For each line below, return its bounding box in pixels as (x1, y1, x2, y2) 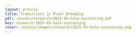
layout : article (5, 7, 38, 12)
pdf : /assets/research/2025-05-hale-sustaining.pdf (5, 16, 112, 21)
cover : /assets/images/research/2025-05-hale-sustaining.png (5, 25, 132, 30)
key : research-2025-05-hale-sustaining (5, 20, 86, 25)
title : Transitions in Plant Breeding (5, 12, 84, 16)
